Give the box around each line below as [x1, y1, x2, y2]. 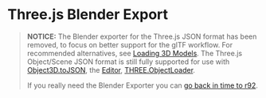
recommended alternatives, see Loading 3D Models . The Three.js [26, 48, 243, 58]
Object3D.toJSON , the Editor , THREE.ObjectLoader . [26, 65, 196, 74]
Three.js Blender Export [7, 6, 169, 24]
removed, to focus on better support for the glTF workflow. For [26, 40, 233, 49]
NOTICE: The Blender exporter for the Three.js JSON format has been [26, 32, 257, 41]
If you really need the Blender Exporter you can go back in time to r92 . [26, 81, 258, 90]
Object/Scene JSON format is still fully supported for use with [26, 57, 230, 66]
